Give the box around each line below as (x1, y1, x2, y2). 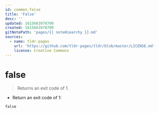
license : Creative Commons (14, 48, 69, 53)
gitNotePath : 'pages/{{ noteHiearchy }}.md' (5, 30, 98, 35)
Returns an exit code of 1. (17, 85, 69, 91)
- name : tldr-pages (9, 39, 50, 44)
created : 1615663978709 (5, 25, 54, 30)
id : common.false (5, 7, 41, 12)
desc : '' (5, 16, 23, 21)
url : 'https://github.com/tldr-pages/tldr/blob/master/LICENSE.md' (14, 44, 155, 48)
